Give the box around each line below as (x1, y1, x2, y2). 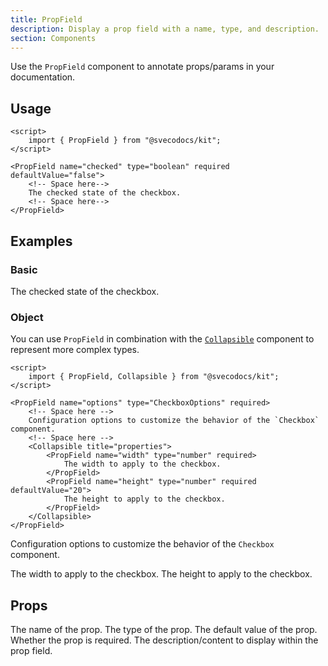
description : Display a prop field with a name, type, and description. (10, 24, 320, 34)
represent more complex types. (10, 344, 140, 356)
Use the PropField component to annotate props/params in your (10, 61, 275, 73)
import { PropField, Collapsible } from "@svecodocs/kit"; (28, 372, 280, 382)
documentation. (10, 71, 76, 83)
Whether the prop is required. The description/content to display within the (10, 634, 319, 646)
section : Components (10, 33, 97, 43)
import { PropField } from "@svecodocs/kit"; (28, 136, 222, 146)
